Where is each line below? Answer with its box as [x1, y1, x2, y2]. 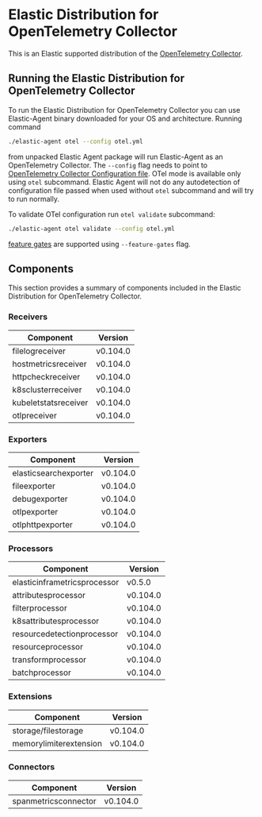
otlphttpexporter [12, 518, 74, 530]
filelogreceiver [12, 345, 66, 356]
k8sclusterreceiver [12, 383, 82, 395]
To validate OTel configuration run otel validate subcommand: [8, 209, 215, 219]
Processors [8, 542, 54, 553]
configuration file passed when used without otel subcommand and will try [8, 185, 254, 195]
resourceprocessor [12, 642, 83, 653]
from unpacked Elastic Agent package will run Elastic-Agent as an [8, 152, 223, 161]
